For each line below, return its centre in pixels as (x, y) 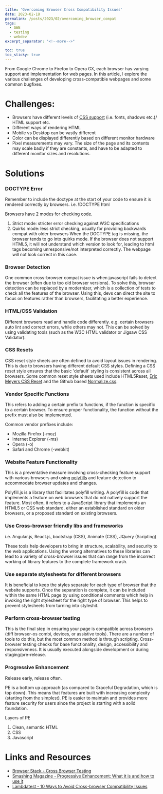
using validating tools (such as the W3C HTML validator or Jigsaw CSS (76, 332)
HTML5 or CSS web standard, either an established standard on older (75, 508)
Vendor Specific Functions (37, 394)
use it (18, 781)
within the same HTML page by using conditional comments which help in (79, 595)
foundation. (17, 708)
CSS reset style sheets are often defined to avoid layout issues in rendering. (81, 360)
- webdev (18, 37)
